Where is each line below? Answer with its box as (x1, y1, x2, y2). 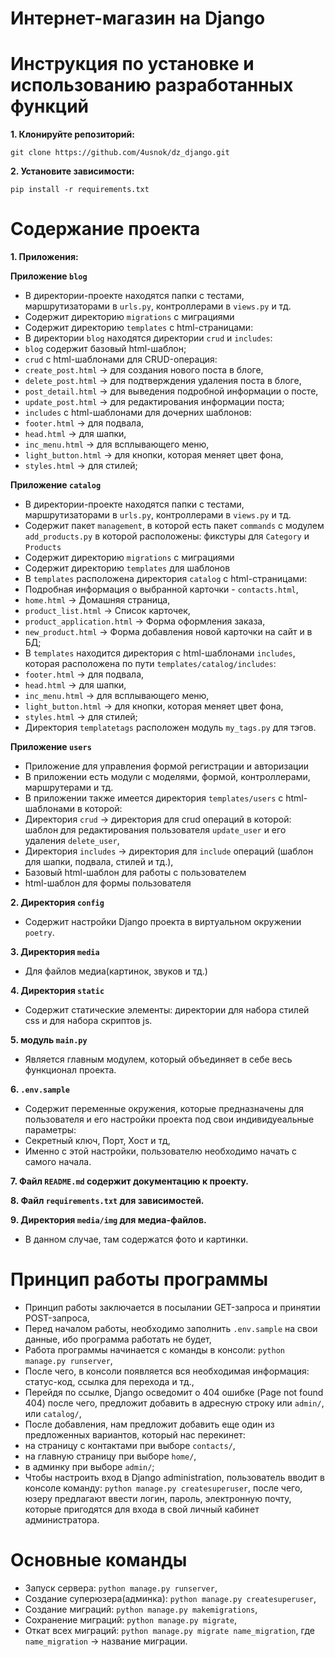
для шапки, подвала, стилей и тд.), (24, 856, 174, 868)
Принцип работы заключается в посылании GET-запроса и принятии (24, 1302, 321, 1313)
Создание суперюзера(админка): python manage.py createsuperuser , (24, 1592, 317, 1604)
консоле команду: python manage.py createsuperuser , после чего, (24, 1482, 303, 1494)
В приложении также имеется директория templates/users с (24, 792, 284, 804)
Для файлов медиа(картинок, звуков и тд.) (24, 965, 208, 977)
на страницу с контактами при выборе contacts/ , (24, 1440, 236, 1451)
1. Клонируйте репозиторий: (10, 128, 135, 141)
